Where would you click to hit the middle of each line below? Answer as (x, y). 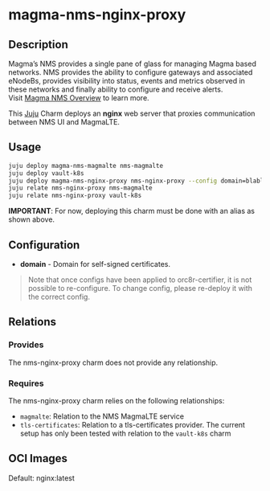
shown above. (31, 219)
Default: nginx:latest (41, 478)
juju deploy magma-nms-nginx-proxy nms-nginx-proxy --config (113, 181)
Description (38, 45)
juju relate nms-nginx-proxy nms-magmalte (80, 188)
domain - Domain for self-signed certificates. (95, 264)
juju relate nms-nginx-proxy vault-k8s (75, 196)
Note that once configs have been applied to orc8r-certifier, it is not (140, 280)
